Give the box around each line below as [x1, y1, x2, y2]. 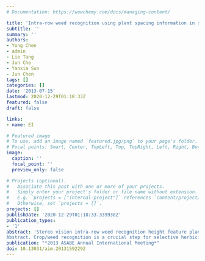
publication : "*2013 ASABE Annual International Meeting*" [6, 240, 160, 246]
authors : [6, 37, 29, 43]
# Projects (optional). [6, 177, 67, 184]
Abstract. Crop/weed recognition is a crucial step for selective [6, 234, 179, 241]
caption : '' [12, 156, 43, 162]
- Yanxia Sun [6, 65, 40, 71]
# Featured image [6, 132, 51, 139]
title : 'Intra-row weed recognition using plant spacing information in [6, 20, 195, 26]
